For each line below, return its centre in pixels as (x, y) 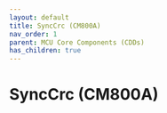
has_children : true (45, 51)
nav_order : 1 (33, 34)
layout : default (39, 17)
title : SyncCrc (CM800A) (55, 26)
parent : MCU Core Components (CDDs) (77, 42)
